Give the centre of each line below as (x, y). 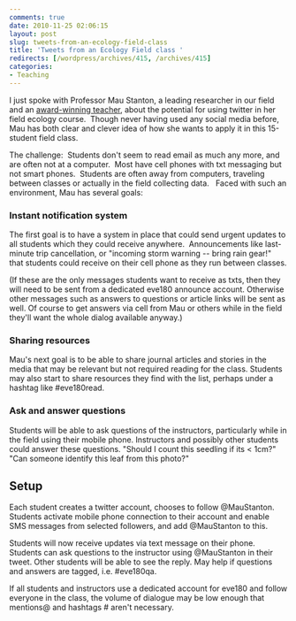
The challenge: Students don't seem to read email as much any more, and (144, 155)
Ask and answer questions (68, 410)
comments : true (37, 17)
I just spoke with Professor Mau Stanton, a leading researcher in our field (142, 100)
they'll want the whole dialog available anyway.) (96, 318)
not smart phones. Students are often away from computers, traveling (137, 173)
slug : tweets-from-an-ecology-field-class (88, 42)
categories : (31, 67)
